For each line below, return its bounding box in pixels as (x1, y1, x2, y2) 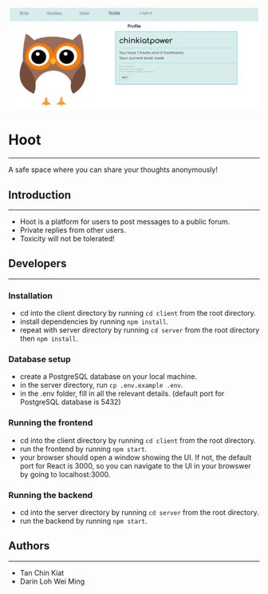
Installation (8, 290, 53, 301)
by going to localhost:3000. (19, 469, 111, 479)
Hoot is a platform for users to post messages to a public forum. (19, 217, 231, 226)
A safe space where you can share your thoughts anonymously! (8, 165, 218, 174)
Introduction (8, 188, 72, 201)
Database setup (8, 353, 72, 365)
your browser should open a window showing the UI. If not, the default (19, 452, 252, 462)
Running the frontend (8, 417, 93, 429)
